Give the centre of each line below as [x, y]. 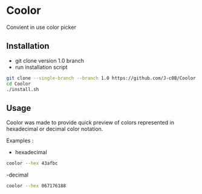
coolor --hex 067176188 [36, 186]
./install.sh [23, 89]
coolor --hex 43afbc [32, 163]
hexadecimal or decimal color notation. [55, 129]
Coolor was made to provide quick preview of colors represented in [90, 123]
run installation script [41, 67]
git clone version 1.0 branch [50, 60]
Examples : [20, 141]
